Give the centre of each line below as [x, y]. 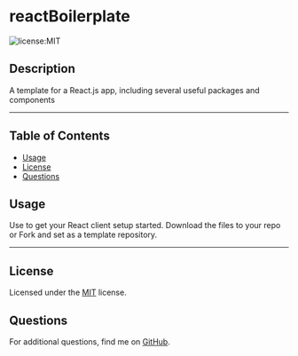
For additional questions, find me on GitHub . [90, 342]
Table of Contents [60, 136]
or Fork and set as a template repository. [83, 235]
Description [42, 69]
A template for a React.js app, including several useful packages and [134, 90]
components [32, 99]
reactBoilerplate [70, 16]
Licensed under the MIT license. [68, 293]
